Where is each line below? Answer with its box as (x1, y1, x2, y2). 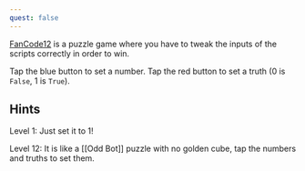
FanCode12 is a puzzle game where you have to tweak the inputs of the (9, 38, 278, 49)
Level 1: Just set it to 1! (9, 126, 94, 136)
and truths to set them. (9, 153, 96, 164)
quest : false (9, 13, 59, 23)
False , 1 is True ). (9, 75, 70, 86)
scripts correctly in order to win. (9, 47, 130, 59)
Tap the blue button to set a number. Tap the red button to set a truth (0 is (9, 65, 286, 76)
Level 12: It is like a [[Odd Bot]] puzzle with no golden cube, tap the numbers (9, 143, 297, 155)
